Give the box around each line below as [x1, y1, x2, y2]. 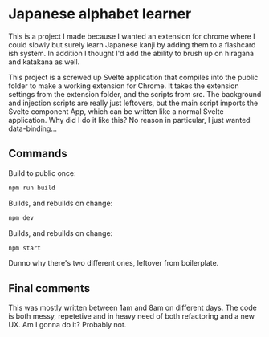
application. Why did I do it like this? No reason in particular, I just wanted [8, 115, 251, 124]
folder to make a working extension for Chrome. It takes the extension [8, 81, 239, 91]
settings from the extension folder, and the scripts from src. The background [8, 89, 262, 99]
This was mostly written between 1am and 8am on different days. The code [8, 302, 257, 313]
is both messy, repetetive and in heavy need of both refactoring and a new [8, 311, 255, 321]
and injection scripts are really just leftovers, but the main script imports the [8, 98, 259, 108]
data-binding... [8, 124, 58, 133]
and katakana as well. [8, 57, 80, 67]
